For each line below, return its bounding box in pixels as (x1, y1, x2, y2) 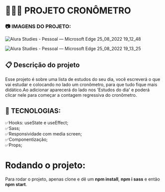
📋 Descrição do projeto (5, 61, 80, 69)
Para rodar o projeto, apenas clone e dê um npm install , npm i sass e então (5, 176, 160, 182)
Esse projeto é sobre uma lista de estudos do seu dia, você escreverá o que (5, 76, 161, 82)
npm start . (5, 182, 27, 188)
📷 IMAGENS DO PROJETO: (5, 23, 71, 30)
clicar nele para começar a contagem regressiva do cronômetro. (5, 92, 137, 98)
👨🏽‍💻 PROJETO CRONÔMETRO (5, 5, 131, 16)
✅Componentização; (5, 136, 48, 142)
